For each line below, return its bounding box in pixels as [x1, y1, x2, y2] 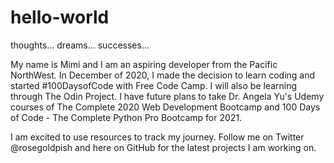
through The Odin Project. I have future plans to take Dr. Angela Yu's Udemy [10, 90, 325, 102]
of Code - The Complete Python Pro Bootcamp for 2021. [10, 111, 243, 123]
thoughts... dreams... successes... [10, 39, 150, 51]
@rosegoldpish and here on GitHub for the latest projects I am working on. [10, 141, 317, 153]
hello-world [10, 6, 110, 29]
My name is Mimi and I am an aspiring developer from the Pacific [10, 58, 278, 70]
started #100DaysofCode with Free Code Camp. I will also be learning [10, 79, 298, 91]
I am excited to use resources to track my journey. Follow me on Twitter [10, 131, 305, 143]
